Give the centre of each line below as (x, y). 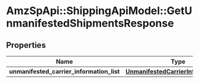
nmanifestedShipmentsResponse (90, 23)
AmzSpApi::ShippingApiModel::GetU (99, 11)
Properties (26, 45)
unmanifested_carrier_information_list (65, 72)
